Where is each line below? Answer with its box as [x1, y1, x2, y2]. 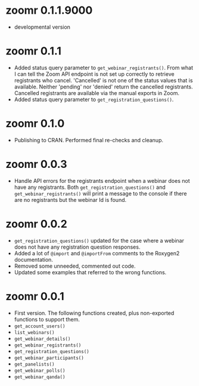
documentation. [14, 256, 53, 263]
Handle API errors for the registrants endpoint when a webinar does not [14, 177, 190, 184]
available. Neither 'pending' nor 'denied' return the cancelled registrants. [14, 83, 193, 90]
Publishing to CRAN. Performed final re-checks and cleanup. [14, 136, 163, 143]
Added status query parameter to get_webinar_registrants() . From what [14, 64, 194, 71]
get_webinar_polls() [14, 367, 66, 373]
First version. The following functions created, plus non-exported [14, 309, 175, 317]
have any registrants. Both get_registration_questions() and [14, 183, 166, 191]
